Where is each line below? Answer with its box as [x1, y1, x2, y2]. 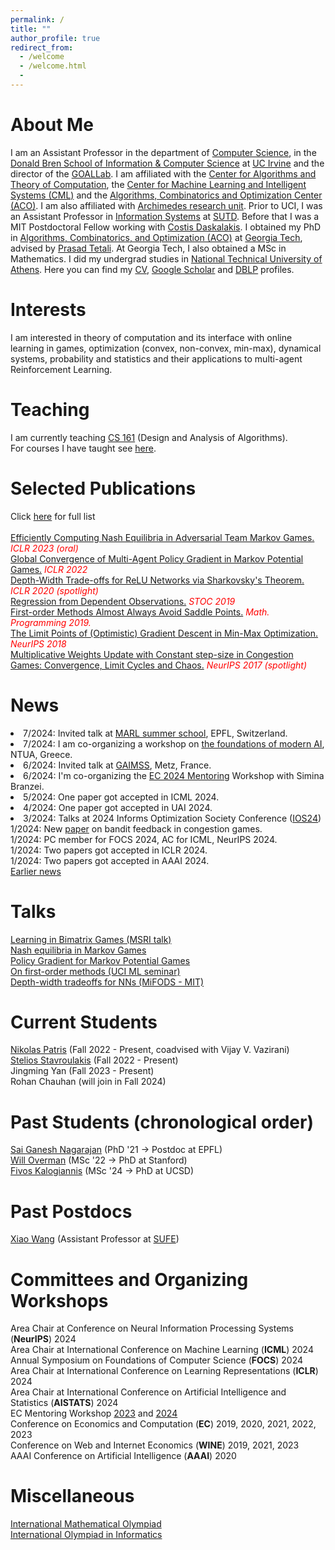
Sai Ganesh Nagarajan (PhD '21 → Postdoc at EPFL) [10, 1144, 223, 1156]
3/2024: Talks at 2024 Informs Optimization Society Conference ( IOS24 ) [23, 812, 322, 824]
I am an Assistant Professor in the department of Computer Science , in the [10, 146, 317, 158]
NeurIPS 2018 [10, 637, 67, 650]
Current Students [10, 1011, 158, 1033]
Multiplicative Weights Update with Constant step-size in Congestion [10, 648, 294, 660]
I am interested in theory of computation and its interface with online [10, 331, 293, 343]
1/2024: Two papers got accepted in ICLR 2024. [10, 844, 208, 856]
